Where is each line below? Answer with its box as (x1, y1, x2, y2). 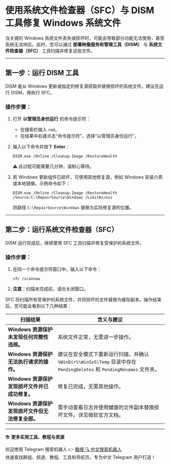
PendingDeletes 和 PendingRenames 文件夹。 (58, 366, 160, 373)
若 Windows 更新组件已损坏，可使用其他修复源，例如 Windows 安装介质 (12, 174, 163, 180)
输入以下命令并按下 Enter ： (12, 144, 70, 150)
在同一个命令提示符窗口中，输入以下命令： (12, 266, 102, 273)
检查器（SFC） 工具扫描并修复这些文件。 (9, 48, 95, 54)
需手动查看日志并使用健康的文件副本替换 (58, 404, 154, 411)
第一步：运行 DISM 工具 (5, 69, 79, 77)
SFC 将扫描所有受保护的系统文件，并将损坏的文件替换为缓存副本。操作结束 (5, 297, 162, 303)
